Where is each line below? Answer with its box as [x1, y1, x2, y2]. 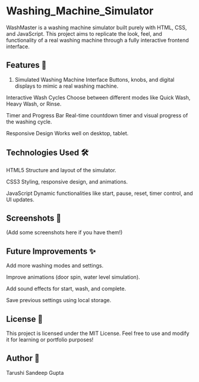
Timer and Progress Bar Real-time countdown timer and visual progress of [6, 111, 188, 119]
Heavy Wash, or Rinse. [6, 100, 62, 107]
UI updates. [6, 195, 34, 203]
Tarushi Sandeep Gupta [6, 369, 64, 376]
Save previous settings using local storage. [6, 297, 112, 304]
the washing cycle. [6, 118, 52, 125]
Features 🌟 [6, 60, 47, 70]
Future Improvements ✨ [6, 246, 96, 256]
